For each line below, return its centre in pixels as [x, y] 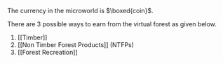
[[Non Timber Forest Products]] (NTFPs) [76, 45]
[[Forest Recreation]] [48, 52]
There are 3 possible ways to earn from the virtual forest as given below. [112, 24]
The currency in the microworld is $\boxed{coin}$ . [80, 11]
